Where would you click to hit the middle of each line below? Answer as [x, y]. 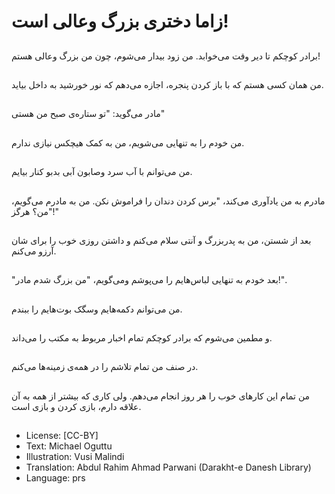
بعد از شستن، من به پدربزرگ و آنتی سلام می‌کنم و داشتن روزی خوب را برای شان [161, 240]
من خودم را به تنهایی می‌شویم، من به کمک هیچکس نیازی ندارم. [128, 142]
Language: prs [55, 478]
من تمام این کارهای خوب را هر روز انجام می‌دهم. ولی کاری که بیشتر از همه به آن [161, 396]
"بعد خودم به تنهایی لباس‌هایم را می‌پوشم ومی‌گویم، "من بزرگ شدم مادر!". [149, 280]
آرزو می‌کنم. [34, 251]
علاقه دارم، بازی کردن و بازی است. [76, 406]
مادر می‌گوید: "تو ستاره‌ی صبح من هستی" [88, 114]
